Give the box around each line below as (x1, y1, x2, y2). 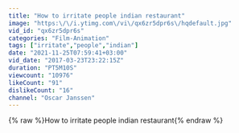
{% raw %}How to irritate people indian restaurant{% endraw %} (8, 115, 224, 125)
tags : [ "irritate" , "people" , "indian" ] (8, 42, 138, 50)
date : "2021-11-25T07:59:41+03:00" (8, 49, 128, 57)
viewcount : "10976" (8, 71, 74, 79)
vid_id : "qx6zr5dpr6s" (8, 26, 84, 34)
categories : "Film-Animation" (8, 34, 110, 42)
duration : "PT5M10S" (8, 64, 78, 72)
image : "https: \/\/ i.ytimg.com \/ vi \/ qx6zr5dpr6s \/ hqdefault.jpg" (8, 19, 232, 27)
